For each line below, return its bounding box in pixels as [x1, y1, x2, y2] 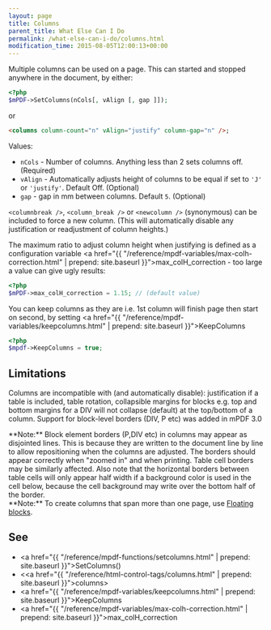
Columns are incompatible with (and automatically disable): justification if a [8, 388, 259, 398]
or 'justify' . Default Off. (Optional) [19, 182, 140, 192]
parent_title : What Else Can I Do [8, 27, 125, 35]
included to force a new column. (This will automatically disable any [8, 216, 235, 225]
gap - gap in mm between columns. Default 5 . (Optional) [19, 191, 206, 201]
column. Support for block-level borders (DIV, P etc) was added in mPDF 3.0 [8, 414, 263, 424]
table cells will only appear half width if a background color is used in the [8, 473, 252, 482]
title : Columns [8, 19, 60, 28]
